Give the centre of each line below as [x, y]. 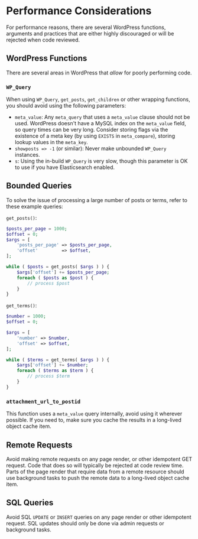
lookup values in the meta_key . [51, 142]
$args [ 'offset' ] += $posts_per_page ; [63, 272]
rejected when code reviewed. [43, 40]
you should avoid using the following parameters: [66, 106]
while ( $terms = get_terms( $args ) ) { [58, 360]
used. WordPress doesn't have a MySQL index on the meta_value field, [100, 124]
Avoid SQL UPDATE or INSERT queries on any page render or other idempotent [99, 517]
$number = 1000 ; [26, 316]
